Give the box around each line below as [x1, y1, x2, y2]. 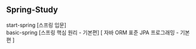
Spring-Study [6, 5, 59, 15]
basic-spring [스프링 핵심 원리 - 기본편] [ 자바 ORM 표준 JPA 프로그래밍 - [6, 29, 179, 36]
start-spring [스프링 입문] [6, 21, 67, 29]
